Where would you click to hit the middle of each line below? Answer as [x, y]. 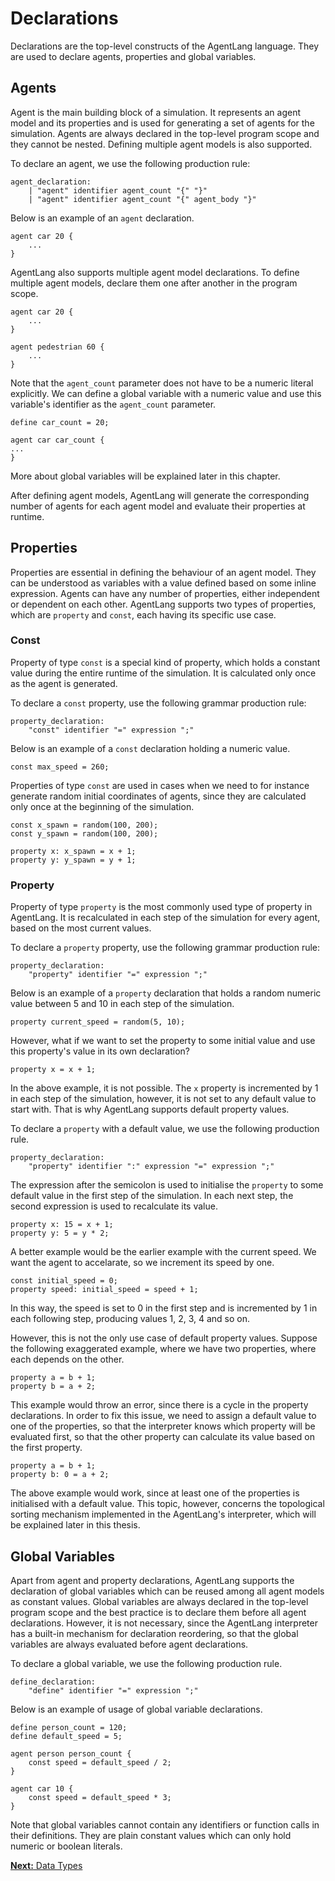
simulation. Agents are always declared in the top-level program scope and [165, 133]
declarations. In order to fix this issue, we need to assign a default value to [163, 1416]
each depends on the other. [67, 1359]
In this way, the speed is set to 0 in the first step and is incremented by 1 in [164, 1308]
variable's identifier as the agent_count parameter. [113, 404]
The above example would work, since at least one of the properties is [155, 1493]
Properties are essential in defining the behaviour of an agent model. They [163, 572]
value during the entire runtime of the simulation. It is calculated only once [163, 673]
